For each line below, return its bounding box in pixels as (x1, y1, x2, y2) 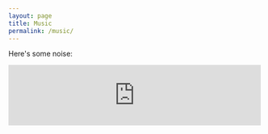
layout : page (8, 11, 52, 20)
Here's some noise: (8, 49, 73, 59)
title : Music (8, 19, 52, 27)
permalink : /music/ (8, 27, 74, 35)
